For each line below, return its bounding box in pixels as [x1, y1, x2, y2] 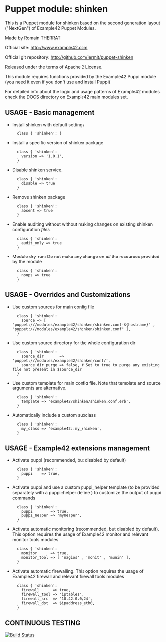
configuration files [12, 226, 50, 232]
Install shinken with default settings [12, 121, 85, 128]
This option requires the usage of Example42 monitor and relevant [12, 531, 148, 537]
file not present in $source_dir [12, 367, 82, 372]
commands [12, 495, 36, 501]
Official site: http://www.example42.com [5, 44, 88, 50]
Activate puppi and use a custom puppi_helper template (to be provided [12, 484, 160, 490]
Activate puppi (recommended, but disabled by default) [12, 457, 126, 463]
